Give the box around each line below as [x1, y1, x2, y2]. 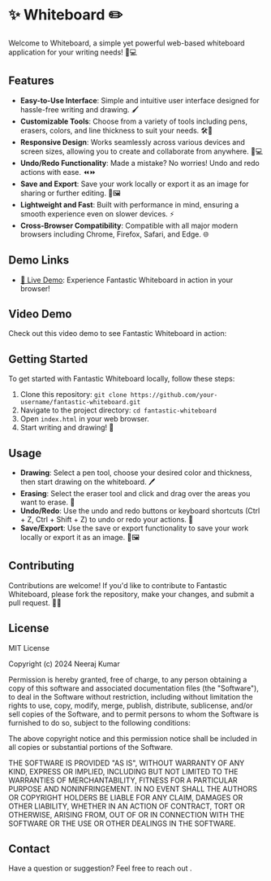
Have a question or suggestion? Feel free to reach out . [8, 863, 192, 874]
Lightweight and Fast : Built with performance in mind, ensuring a [19, 199, 239, 209]
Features [8, 74, 54, 88]
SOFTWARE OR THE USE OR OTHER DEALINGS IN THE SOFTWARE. [8, 818, 236, 828]
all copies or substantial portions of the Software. [8, 742, 173, 752]
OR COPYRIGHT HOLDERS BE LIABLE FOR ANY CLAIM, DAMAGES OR [8, 792, 243, 802]
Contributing [8, 559, 75, 573]
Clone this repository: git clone [19, 390, 127, 399]
